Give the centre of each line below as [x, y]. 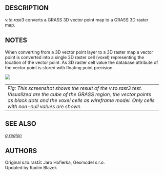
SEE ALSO [21, 124]
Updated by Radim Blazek [31, 168]
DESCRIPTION [27, 8]
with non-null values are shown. [45, 106]
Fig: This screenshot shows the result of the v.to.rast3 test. [75, 88]
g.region [13, 136]
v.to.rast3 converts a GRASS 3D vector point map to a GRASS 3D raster [77, 19]
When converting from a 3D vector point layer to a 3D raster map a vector [79, 52]
